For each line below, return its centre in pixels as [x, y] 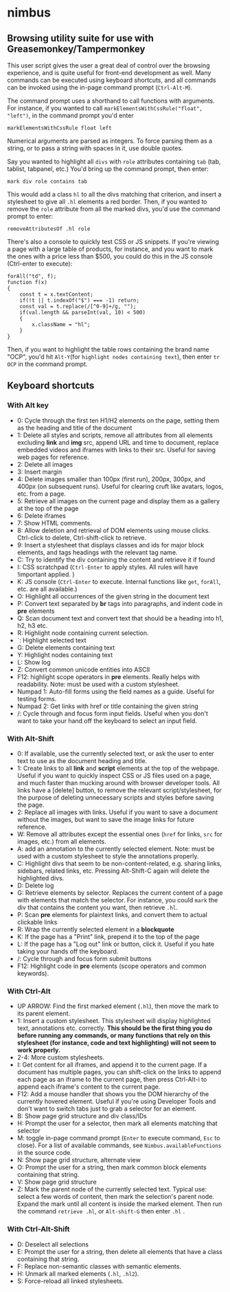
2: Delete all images [45, 464]
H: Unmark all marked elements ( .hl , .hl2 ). [78, 1273]
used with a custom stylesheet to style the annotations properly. [108, 856]
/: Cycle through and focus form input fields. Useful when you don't [112, 713]
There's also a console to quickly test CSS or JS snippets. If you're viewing [113, 242]
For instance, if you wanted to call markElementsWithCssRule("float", [105, 108]
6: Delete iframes [42, 516]
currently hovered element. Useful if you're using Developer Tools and [116, 1102]
